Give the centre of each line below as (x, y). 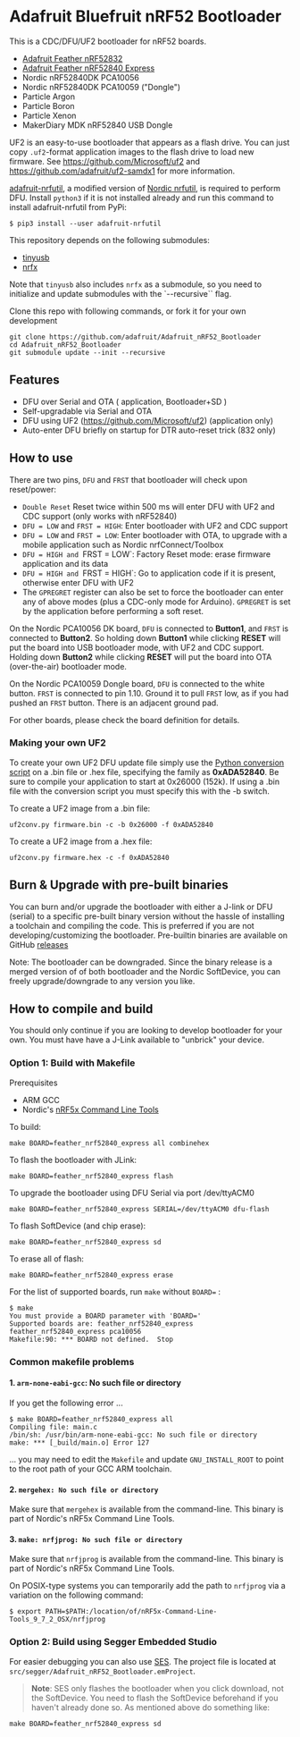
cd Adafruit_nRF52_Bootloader (66, 345)
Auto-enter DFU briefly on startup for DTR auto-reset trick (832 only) (149, 430)
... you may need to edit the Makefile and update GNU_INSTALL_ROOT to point (146, 1459)
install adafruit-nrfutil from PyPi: (68, 207)
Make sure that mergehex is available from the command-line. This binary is (146, 1509)
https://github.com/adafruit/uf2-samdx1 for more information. (122, 171)
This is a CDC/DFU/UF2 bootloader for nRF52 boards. (108, 41)
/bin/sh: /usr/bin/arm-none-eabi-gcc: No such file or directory (133, 1435)
